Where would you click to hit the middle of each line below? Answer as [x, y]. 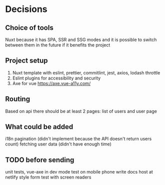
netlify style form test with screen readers [48, 177]
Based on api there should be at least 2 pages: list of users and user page [81, 111]
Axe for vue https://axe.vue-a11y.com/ [51, 83]
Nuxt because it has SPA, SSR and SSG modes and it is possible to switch [81, 39]
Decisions [26, 9]
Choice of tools [29, 28]
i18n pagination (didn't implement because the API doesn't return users [78, 139]
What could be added [39, 127]
